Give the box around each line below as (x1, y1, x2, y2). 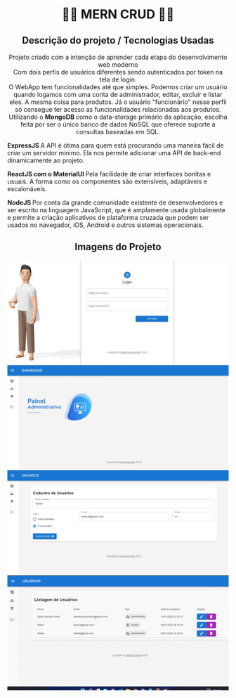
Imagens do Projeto (74, 241, 162, 253)
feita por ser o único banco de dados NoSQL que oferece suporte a (20, 120, 216, 129)
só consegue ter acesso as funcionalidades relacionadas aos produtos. (15, 105, 221, 113)
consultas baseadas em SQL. (76, 128, 160, 136)
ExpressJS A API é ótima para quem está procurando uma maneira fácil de (7, 141, 224, 150)
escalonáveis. (7, 185, 47, 193)
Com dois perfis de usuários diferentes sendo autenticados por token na (13, 68, 223, 76)
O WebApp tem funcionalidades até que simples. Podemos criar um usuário (8, 83, 228, 91)
